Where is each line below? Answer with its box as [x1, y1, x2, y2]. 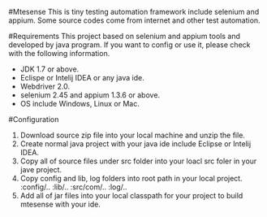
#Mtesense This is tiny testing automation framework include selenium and [8, 7, 260, 16]
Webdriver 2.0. [19, 81, 71, 91]
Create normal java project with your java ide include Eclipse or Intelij [19, 139, 252, 149]
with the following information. [8, 49, 110, 58]
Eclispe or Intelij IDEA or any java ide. [19, 73, 144, 82]
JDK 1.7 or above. [19, 64, 80, 74]
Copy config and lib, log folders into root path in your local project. [19, 174, 243, 183]
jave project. [19, 165, 62, 174]
